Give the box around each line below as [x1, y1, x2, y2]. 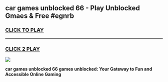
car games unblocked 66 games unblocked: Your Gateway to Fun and [5, 66, 152, 72]
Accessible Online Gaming [5, 71, 61, 77]
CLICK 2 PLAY [5, 45, 40, 52]
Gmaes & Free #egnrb [5, 12, 74, 20]
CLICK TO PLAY [5, 27, 44, 34]
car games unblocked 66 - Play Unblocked [5, 4, 140, 12]
